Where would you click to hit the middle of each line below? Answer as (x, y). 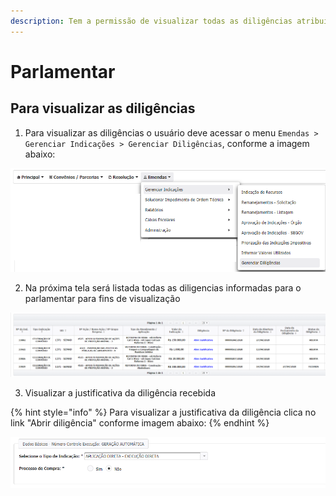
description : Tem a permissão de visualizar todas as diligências (151, 21)
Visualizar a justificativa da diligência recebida (120, 392)
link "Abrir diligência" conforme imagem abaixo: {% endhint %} (140, 422)
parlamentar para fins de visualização (102, 298)
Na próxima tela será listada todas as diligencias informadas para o (163, 287)
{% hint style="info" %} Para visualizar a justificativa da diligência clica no (163, 412)
